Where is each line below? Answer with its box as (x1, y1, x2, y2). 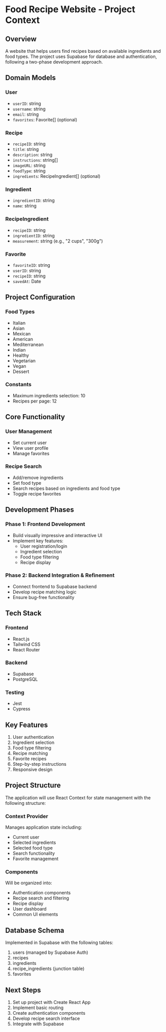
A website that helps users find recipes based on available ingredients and (5, 48, 161, 54)
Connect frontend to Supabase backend (12, 583, 97, 589)
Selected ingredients (12, 839, 56, 846)
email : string (12, 111, 39, 117)
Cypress (12, 706, 30, 712)
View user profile (12, 445, 49, 451)
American (12, 336, 33, 342)
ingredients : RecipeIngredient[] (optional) (12, 173, 101, 179)
